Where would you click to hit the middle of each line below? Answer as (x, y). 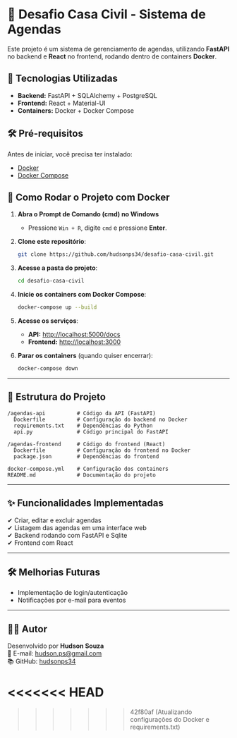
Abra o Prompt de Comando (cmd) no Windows (88, 214)
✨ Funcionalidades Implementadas (85, 503)
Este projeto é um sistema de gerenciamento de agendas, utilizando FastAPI (119, 49)
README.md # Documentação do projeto (82, 475)
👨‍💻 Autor (28, 629)
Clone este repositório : (52, 242)
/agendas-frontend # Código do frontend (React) (86, 444)
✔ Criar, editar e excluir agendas (55, 520)
